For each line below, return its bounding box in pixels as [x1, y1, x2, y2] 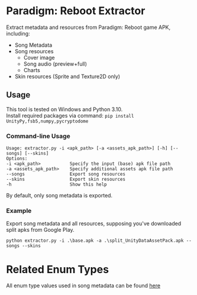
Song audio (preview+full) [23, 60, 88, 67]
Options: [6, 155, 28, 162]
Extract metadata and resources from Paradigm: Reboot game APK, [6, 24, 171, 31]
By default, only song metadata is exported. [6, 192, 113, 199]
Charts [23, 66, 40, 73]
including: [6, 30, 31, 37]
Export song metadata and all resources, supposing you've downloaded [6, 220, 182, 227]
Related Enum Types [6, 262, 109, 276]
